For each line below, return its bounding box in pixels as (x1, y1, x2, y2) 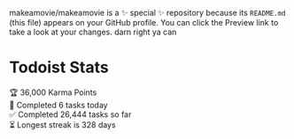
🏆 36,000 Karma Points (9, 87, 97, 98)
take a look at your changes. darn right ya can (9, 26, 177, 37)
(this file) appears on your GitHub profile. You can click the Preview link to (9, 18, 279, 27)
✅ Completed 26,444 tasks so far (9, 109, 132, 120)
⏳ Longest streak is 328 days (9, 119, 117, 130)
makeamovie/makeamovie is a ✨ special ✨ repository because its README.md (9, 8, 286, 18)
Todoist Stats (9, 57, 109, 77)
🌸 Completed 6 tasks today (9, 99, 108, 110)
